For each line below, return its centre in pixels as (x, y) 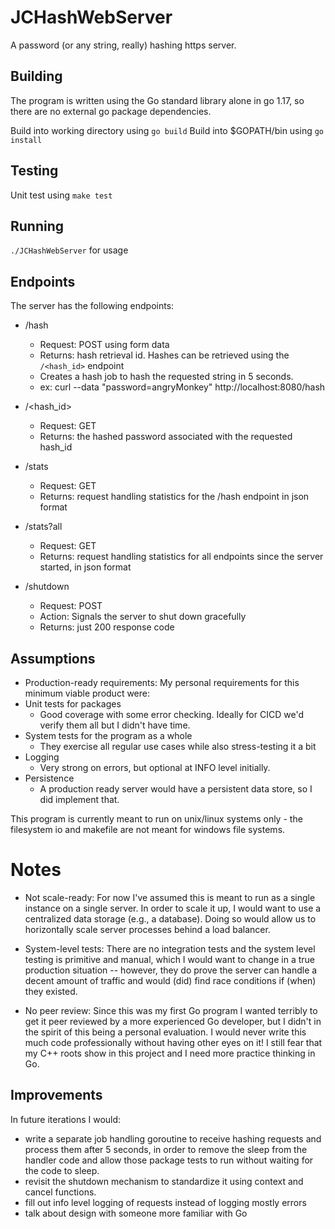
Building (36, 76)
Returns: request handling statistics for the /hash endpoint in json (174, 497)
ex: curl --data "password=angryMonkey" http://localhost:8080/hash (182, 387)
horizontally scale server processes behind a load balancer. (147, 929)
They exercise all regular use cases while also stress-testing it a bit (178, 746)
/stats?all (43, 527)
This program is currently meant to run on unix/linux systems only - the (156, 819)
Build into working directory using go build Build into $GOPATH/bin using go (167, 130)
